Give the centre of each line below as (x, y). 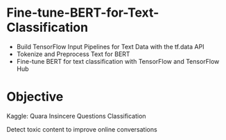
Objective (35, 97)
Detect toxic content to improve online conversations (82, 129)
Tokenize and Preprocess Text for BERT (73, 54)
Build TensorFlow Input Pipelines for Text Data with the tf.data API (110, 46)
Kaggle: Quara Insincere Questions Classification (76, 116)
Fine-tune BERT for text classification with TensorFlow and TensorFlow (118, 61)
